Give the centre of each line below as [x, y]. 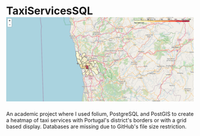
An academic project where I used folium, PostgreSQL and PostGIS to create [100, 114]
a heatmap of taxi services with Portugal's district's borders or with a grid [96, 121]
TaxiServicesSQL [50, 11]
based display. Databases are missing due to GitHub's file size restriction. [96, 126]
